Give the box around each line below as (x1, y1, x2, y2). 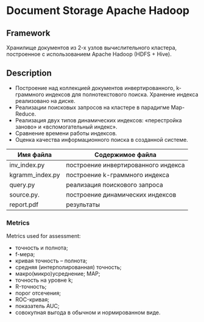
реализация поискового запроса (66, 180, 163, 189)
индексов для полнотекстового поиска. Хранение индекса (45, 91, 199, 98)
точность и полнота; (15, 244, 68, 251)
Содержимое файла (94, 150, 157, 159)
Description (6, 68, 52, 79)
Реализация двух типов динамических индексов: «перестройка (15, 116, 182, 124)
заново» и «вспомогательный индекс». (15, 123, 118, 130)
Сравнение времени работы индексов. (15, 129, 118, 137)
